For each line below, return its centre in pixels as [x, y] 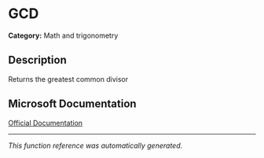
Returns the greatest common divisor [68, 79]
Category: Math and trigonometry [63, 35]
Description [37, 60]
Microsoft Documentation [72, 104]
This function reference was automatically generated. [95, 145]
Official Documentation [46, 123]
